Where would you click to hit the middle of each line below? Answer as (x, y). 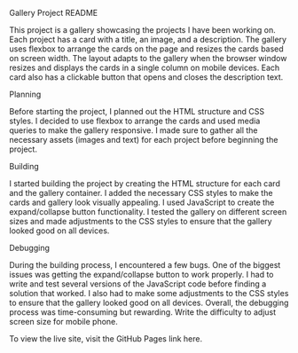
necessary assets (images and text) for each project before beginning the (144, 140)
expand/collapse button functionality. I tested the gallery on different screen (148, 212)
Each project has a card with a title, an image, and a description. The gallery (148, 39)
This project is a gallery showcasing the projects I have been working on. (143, 30)
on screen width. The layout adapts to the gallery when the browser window (148, 58)
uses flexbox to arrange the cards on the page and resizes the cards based (146, 49)
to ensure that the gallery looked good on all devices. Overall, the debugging (149, 302)
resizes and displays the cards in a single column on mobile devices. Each (145, 67)
